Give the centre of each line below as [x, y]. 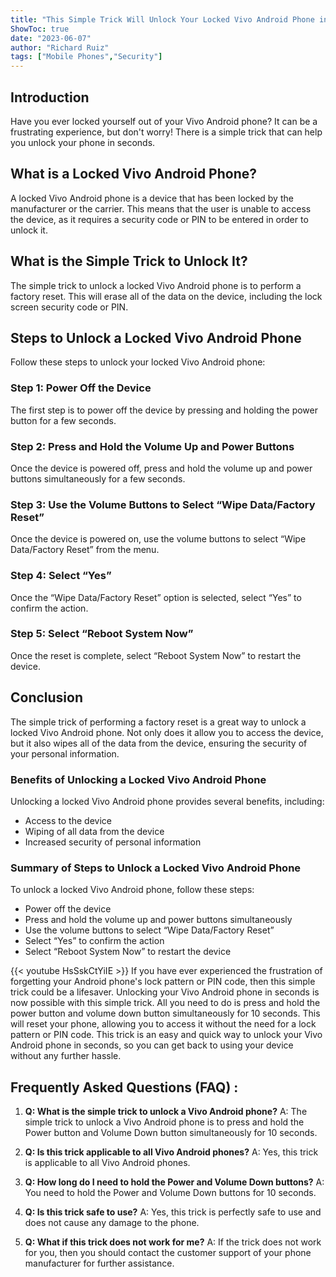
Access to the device [68, 820]
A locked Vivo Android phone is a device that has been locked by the [152, 198]
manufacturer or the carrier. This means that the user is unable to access [161, 208]
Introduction [50, 97]
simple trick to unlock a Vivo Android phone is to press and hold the [164, 1122]
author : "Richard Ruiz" [60, 47]
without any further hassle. [66, 1056]
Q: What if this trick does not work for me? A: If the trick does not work [173, 1242]
